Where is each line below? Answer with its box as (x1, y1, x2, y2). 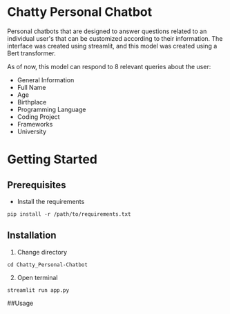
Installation (7, 230, 57, 241)
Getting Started (7, 151, 98, 167)
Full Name (17, 83, 46, 91)
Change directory (17, 248, 68, 256)
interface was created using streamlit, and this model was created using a (7, 41, 218, 50)
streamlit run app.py (7, 286, 70, 294)
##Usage (7, 299, 34, 307)
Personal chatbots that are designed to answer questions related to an (7, 27, 207, 35)
